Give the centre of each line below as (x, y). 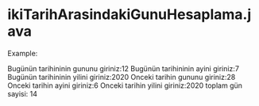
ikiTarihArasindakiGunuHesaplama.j (129, 15)
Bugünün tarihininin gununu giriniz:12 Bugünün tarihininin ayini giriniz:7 (124, 68)
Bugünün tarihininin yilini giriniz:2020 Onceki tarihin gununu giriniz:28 (122, 77)
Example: (23, 53)
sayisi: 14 (22, 93)
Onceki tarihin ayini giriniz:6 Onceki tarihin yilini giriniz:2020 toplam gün (125, 85)
